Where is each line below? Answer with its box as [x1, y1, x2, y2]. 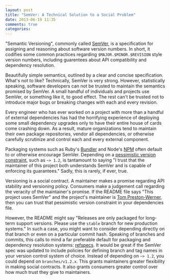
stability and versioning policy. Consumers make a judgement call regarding [5, 183, 165, 190]
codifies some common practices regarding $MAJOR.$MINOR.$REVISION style [5, 52, 162, 58]
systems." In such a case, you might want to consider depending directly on [5, 226, 165, 232]
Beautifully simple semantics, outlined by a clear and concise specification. [5, 72, 163, 78]
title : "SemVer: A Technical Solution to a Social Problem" [5, 12, 136, 17]
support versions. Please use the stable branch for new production [16, 220, 158, 226]
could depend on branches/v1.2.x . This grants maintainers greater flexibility [5, 259, 165, 265]
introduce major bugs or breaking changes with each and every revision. [5, 99, 158, 105]
